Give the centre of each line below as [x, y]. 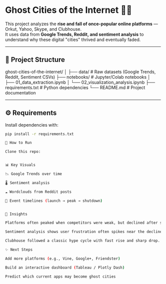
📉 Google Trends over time [34, 174]
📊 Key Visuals [20, 165]
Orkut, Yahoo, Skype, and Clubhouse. [43, 29]
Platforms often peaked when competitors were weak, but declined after [82, 223]
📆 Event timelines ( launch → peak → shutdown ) [54, 201]
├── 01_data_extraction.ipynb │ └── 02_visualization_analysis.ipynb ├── [80, 82]
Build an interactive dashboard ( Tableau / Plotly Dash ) [65, 267]
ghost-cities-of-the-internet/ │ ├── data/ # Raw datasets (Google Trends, [81, 72]
